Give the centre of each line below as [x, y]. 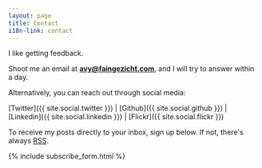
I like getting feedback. [46, 54]
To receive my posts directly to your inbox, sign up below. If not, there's [126, 132]
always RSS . [29, 141]
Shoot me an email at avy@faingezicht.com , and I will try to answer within [131, 69]
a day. [18, 78]
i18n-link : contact [41, 30]
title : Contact [34, 23]
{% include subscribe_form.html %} [67, 156]
